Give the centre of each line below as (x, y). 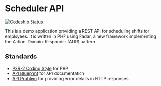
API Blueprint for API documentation (48, 73)
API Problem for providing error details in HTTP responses (70, 78)
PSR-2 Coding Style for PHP (40, 68)
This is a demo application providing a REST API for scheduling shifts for (77, 31)
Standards (21, 57)
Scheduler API (34, 8)
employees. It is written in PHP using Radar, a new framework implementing (80, 36)
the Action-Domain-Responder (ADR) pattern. (51, 41)
